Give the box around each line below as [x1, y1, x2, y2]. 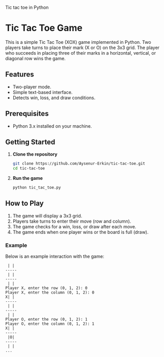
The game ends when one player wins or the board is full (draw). [12, 229, 149, 235]
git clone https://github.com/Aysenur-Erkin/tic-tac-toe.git [12, 161, 146, 166]
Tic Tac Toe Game [5, 22, 83, 34]
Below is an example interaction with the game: [5, 253, 104, 259]
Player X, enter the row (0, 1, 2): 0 [5, 285, 88, 291]
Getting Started [5, 137, 56, 146]
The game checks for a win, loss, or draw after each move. [12, 223, 136, 229]
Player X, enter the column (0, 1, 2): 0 [5, 290, 95, 295]
